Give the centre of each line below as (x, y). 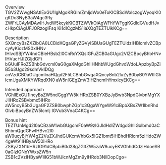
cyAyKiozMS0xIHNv (26, 48)
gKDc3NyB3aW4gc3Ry (29, 18)
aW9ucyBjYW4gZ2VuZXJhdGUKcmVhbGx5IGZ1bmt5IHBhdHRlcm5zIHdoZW (83, 136)
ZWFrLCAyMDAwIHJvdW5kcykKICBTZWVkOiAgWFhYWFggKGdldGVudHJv (82, 23)
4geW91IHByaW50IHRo (29, 141)
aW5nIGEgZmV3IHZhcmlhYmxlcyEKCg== (98, 80)
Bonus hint (16, 120)
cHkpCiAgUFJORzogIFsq (31, 28)
